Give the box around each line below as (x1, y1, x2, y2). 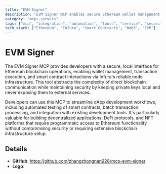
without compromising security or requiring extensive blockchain (5, 126, 137, 131)
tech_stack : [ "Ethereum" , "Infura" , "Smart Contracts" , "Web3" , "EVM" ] (5, 26, 156, 31)
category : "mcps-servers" (5, 16, 58, 21)
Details (5, 145, 27, 153)
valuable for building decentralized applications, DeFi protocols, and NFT (5, 115, 154, 121)
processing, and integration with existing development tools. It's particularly (5, 110, 160, 116)
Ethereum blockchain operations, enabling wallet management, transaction (5, 69, 158, 75)
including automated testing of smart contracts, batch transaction (5, 104, 139, 110)
